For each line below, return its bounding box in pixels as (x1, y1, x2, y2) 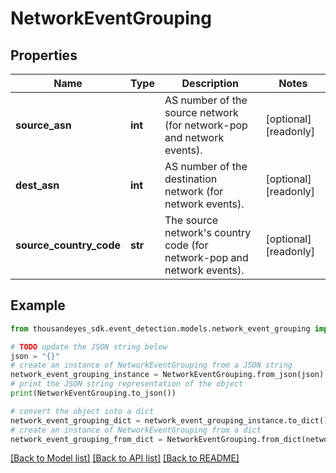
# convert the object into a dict (10, 406, 155, 416)
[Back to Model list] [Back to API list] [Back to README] (10, 452, 240, 464)
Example (10, 297, 66, 314)
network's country (164, 226, 252, 239)
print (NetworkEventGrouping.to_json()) (10, 388, 177, 399)
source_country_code (15, 238, 122, 252)
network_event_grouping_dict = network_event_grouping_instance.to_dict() (10, 415, 329, 426)
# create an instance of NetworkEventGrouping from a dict (10, 425, 262, 435)
